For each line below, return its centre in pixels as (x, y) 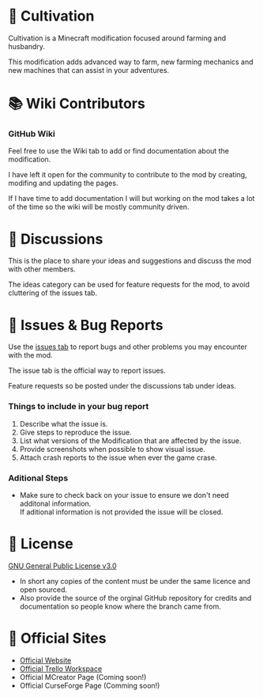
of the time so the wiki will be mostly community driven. (99, 207)
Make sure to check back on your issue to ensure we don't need (124, 495)
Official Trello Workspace (61, 669)
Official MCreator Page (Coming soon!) (83, 677)
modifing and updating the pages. (63, 183)
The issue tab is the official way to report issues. (87, 370)
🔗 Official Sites (57, 638)
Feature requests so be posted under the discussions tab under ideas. (122, 386)
